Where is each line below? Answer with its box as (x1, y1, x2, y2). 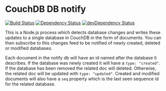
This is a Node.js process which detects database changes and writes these (5, 29, 161, 35)
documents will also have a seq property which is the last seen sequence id (5, 76, 159, 82)
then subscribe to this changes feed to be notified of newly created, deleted (5, 40, 161, 45)
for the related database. (5, 81, 55, 87)
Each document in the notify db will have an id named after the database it (5, 54, 157, 60)
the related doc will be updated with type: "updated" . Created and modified (5, 70, 160, 76)
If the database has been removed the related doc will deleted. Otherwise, (5, 65, 157, 71)
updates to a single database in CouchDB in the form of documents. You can (5, 35, 162, 41)
